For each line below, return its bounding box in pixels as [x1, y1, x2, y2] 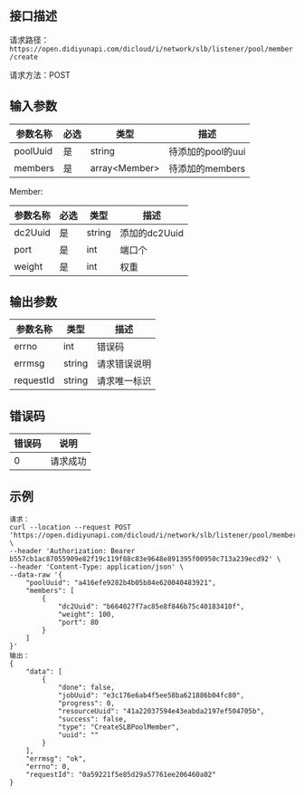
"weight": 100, [57, 610, 116, 619]
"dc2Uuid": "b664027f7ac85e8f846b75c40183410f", [57, 602, 245, 611]
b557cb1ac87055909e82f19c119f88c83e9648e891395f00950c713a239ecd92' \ [9, 555, 281, 564]
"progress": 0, [57, 699, 116, 708]
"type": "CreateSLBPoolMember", [57, 723, 180, 732]
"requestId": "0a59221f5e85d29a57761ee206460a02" [25, 771, 217, 780]
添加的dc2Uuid [119, 226, 184, 239]
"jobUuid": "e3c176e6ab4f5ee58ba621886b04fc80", [57, 691, 245, 700]
